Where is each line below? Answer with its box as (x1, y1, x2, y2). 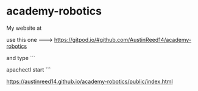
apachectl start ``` (6, 66, 51, 73)
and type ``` (6, 54, 35, 61)
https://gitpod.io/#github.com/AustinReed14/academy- (54, 36, 192, 43)
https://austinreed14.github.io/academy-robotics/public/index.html (6, 78, 173, 85)
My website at (6, 24, 42, 32)
